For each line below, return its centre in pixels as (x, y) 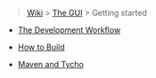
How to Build (41, 47)
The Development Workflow (69, 30)
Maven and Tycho (51, 64)
